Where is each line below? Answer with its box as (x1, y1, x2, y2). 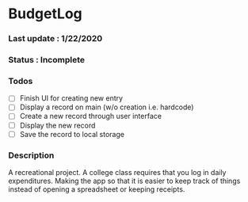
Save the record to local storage (19, 129, 125, 139)
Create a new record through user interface (19, 112, 162, 121)
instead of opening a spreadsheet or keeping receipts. (8, 184, 185, 194)
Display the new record (19, 120, 96, 130)
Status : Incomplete (8, 55, 86, 66)
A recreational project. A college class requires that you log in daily (8, 167, 227, 177)
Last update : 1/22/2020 (8, 33, 103, 44)
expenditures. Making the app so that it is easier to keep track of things (8, 176, 241, 185)
